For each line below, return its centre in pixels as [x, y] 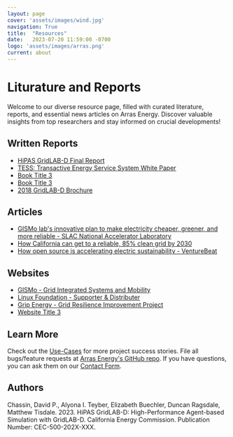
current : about [29, 53]
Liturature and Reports [74, 87]
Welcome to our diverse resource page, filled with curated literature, [106, 106]
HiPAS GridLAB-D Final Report [61, 160]
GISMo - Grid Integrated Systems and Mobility [84, 290]
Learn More [33, 334]
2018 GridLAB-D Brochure [55, 190]
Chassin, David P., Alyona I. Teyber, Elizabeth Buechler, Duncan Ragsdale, [114, 404]
